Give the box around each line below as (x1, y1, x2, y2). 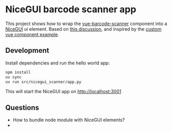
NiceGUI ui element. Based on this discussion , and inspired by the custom (5, 26, 162, 32)
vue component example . (5, 31, 59, 37)
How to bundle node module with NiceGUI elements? (12, 117, 125, 123)
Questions (5, 103, 40, 112)
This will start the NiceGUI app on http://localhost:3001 (5, 89, 122, 95)
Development (5, 46, 50, 55)
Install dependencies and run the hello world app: (5, 60, 110, 66)
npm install (5, 70, 31, 75)
